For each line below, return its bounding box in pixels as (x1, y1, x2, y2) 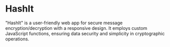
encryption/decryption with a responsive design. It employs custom (5, 25, 148, 31)
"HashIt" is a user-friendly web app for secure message (5, 20, 123, 26)
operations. (5, 36, 30, 42)
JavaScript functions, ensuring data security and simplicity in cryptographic (5, 30, 165, 36)
